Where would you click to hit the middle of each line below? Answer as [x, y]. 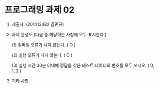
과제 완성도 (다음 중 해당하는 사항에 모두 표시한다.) [59, 34]
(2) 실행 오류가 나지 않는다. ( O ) [42, 55]
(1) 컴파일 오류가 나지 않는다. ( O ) [43, 44]
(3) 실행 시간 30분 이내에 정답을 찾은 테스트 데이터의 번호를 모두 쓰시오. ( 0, [83, 65]
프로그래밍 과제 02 [40, 10]
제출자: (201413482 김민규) [38, 24]
